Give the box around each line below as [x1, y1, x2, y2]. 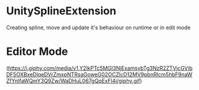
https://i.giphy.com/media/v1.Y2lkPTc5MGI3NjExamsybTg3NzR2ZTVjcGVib [8, 64, 193, 72]
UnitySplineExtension [6, 4, 117, 18]
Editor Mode [6, 45, 69, 58]
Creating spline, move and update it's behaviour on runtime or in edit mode [6, 24, 191, 31]
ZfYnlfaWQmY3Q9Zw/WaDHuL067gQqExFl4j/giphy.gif [6, 77, 140, 84]
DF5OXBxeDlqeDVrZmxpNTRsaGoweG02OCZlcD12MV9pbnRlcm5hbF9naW [6, 70, 193, 78]
